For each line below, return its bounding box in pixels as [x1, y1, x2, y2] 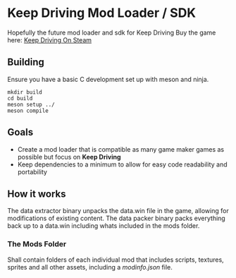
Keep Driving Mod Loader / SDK [7, 5, 196, 21]
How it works [7, 188, 66, 200]
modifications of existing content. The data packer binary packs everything [7, 214, 225, 223]
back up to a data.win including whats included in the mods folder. [7, 222, 200, 230]
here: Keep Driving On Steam [7, 35, 92, 44]
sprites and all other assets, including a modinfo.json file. [7, 262, 173, 271]
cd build [7, 95, 33, 102]
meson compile [7, 107, 49, 114]
